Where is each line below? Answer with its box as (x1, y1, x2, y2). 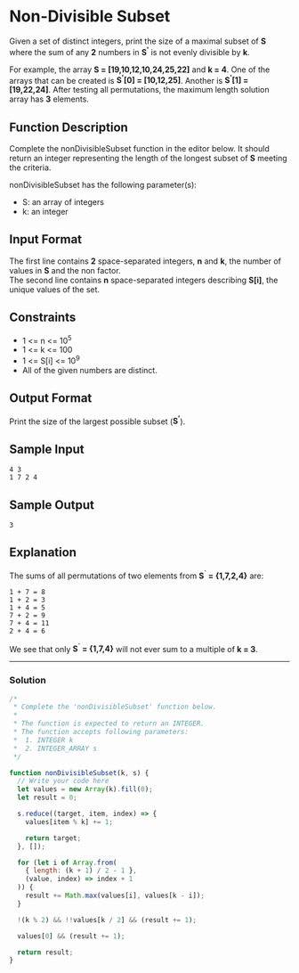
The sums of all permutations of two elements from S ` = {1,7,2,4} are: (9, 568, 264, 581)
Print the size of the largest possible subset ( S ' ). (9, 414, 186, 427)
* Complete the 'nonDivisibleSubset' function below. (12, 702, 217, 712)
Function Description (9, 119, 129, 135)
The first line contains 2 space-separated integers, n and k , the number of (9, 256, 282, 266)
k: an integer (21, 207, 69, 217)
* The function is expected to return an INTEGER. (12, 719, 205, 728)
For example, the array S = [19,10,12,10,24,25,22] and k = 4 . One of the (9, 64, 271, 75)
